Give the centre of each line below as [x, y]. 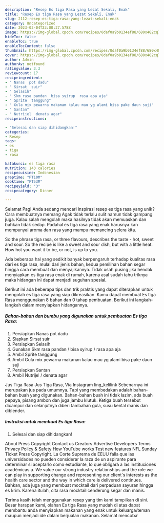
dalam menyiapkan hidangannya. [55, 305]
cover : [12, 55]
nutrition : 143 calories [30, 168]
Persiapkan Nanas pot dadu [40, 333]
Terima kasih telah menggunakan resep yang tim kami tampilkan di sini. [77, 500]
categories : [17, 132]
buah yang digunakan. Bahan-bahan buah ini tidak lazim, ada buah [86, 395]
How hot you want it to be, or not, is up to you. [52, 249]
